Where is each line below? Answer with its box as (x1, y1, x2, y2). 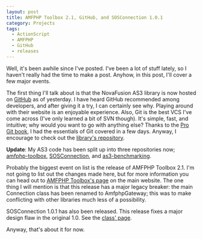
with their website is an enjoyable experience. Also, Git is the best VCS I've (6, 108, 192, 115)
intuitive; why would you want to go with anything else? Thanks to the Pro (6, 121, 189, 129)
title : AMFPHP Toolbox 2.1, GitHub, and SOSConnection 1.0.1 (6, 14, 163, 21)
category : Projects (6, 20, 55, 26)
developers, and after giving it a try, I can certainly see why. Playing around (6, 102, 194, 109)
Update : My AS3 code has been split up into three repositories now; (6, 145, 175, 153)
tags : (6, 25, 20, 32)
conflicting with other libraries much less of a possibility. (6, 196, 147, 203)
